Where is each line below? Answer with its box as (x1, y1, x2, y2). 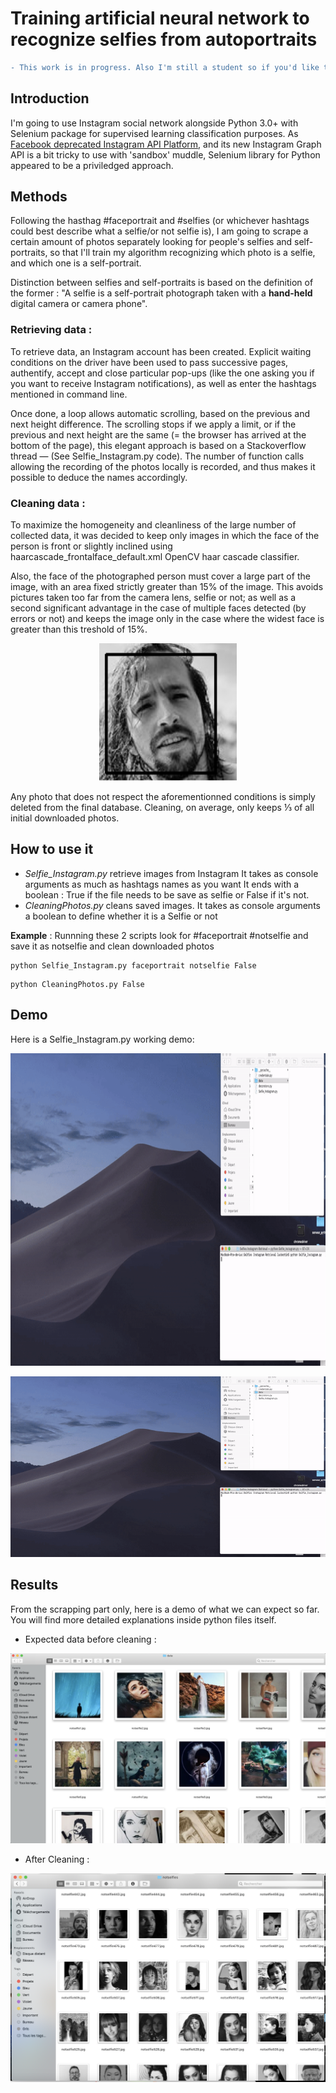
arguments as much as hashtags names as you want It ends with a (24, 878, 300, 890)
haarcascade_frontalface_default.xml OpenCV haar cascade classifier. (10, 551, 300, 563)
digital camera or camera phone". (10, 298, 148, 310)
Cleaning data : (10, 496, 86, 510)
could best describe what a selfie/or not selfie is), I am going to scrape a (10, 225, 309, 237)
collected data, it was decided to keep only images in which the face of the (10, 530, 320, 542)
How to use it (10, 841, 94, 858)
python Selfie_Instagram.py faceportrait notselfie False (10, 960, 257, 971)
